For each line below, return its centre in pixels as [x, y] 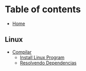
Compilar [22, 52]
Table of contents [43, 9]
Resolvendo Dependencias [48, 63]
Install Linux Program [42, 57]
